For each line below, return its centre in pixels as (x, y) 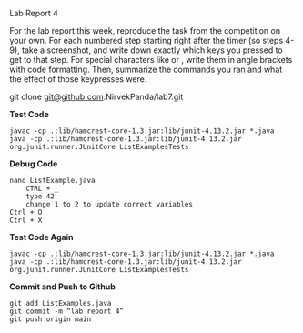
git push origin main (50, 319)
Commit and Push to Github (62, 287)
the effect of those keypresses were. (78, 79)
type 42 (40, 197)
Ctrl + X (26, 220)
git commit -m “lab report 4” (67, 311)
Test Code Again (41, 237)
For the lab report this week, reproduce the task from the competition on (145, 30)
